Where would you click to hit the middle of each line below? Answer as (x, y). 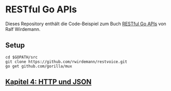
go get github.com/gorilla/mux (39, 66)
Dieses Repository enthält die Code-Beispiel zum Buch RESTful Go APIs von (86, 24)
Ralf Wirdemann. (23, 29)
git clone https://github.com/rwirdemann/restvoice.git (66, 62)
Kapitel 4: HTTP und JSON (48, 82)
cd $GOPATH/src (22, 57)
